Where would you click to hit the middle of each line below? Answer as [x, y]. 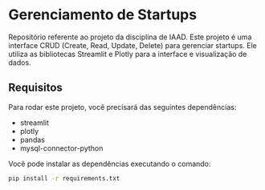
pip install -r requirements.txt [64, 178]
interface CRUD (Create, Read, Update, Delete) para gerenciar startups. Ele [132, 45]
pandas [33, 139]
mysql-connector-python [61, 148]
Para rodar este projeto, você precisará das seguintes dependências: [122, 107]
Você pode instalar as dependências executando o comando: [110, 164]
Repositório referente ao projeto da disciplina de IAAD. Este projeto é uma [130, 37]
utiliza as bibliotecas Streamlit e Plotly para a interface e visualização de [128, 54]
